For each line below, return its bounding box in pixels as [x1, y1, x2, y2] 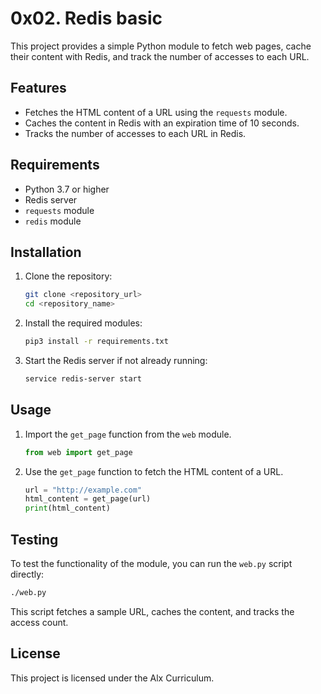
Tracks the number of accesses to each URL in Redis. [24, 127, 247, 139]
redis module [24, 215, 82, 227]
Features [10, 80, 67, 97]
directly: [10, 568, 45, 580]
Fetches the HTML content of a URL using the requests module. [24, 106, 288, 118]
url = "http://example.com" [24, 485, 142, 495]
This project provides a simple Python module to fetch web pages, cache [10, 40, 312, 52]
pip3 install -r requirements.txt [24, 337, 169, 347]
